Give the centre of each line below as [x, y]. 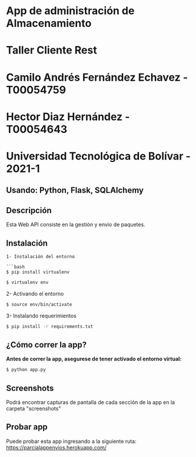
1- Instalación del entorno [41, 256]
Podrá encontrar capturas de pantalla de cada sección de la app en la [91, 402]
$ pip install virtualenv [38, 272]
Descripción [29, 210]
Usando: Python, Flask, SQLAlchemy [75, 191]
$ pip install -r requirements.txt [50, 326]
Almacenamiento [49, 23]
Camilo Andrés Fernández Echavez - [97, 77]
